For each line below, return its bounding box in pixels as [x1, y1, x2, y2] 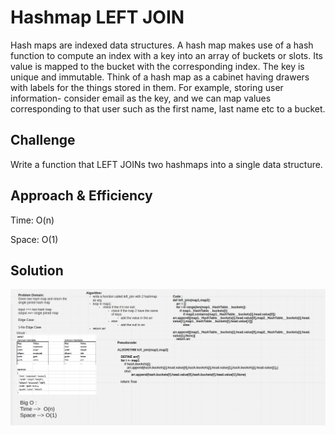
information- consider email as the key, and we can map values [10, 92, 272, 104]
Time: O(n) [10, 214, 55, 226]
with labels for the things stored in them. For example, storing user [10, 81, 284, 93]
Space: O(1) [10, 233, 59, 245]
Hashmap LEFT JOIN [10, 6, 185, 29]
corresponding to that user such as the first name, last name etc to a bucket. [10, 102, 326, 115]
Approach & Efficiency [10, 187, 153, 205]
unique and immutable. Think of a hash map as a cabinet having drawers [10, 71, 310, 83]
